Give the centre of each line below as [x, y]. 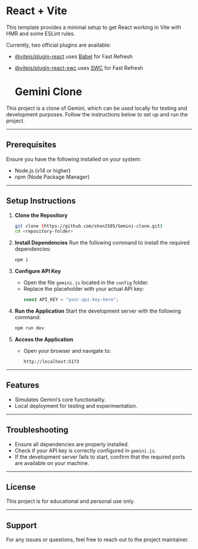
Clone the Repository [41, 215]
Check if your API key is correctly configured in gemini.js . [85, 450]
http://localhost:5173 [51, 362]
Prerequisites [31, 145]
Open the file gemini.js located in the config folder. [86, 282]
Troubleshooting [37, 430]
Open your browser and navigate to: [67, 350]
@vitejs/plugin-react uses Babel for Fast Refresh [74, 56]
